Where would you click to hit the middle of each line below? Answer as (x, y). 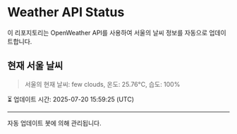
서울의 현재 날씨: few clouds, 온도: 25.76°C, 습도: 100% (102, 84)
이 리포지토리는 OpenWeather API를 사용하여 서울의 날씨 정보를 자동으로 (108, 32)
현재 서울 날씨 (35, 66)
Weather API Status (66, 12)
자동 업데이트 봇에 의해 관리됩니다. (54, 123)
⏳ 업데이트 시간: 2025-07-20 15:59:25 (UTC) (71, 99)
